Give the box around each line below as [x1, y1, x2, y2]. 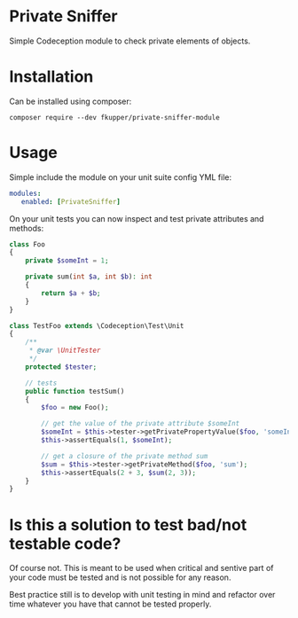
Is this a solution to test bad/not [9, 514, 247, 535]
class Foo [9, 239, 46, 249]
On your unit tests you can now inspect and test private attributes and [9, 213, 264, 223]
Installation [9, 66, 94, 87]
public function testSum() [25, 387, 125, 395]
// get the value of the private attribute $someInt [41, 419, 240, 428]
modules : [9, 189, 42, 198]
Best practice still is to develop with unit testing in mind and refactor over [9, 590, 276, 600]
